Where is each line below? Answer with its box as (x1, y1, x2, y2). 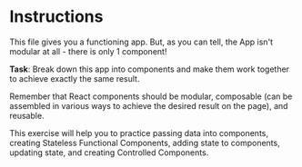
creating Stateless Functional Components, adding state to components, (9, 137, 280, 148)
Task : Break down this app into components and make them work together (9, 64, 289, 74)
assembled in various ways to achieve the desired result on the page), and (9, 100, 288, 111)
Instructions (9, 6, 104, 27)
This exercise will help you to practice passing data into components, (9, 127, 268, 138)
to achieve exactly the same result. (9, 73, 140, 83)
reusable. (9, 110, 45, 121)
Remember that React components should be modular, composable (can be (9, 91, 293, 102)
